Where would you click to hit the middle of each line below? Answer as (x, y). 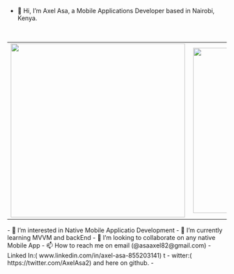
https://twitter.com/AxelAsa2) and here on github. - (81, 263)
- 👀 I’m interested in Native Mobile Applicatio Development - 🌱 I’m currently (115, 230)
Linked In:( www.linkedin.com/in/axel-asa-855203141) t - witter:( (100, 255)
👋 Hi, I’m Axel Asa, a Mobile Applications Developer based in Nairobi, (116, 11)
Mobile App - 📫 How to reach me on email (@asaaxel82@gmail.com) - (109, 245)
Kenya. (27, 18)
